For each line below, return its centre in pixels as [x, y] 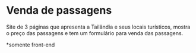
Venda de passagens [59, 10]
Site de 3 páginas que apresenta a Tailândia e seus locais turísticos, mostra [98, 27]
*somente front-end [31, 45]
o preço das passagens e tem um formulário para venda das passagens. [95, 33]
